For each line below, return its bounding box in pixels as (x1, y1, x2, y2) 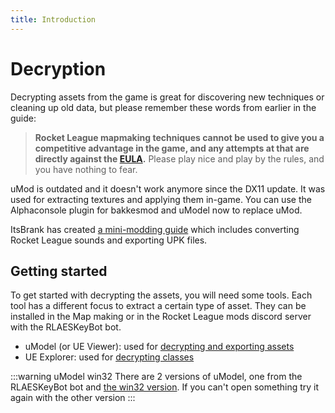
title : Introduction (10, 14, 97, 25)
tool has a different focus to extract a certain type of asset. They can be (10, 300, 307, 312)
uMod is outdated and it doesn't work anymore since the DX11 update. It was (10, 182, 326, 195)
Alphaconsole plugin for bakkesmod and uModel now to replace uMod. (10, 204, 303, 216)
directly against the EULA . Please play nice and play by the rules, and (34, 152, 325, 165)
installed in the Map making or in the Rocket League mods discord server (10, 311, 312, 323)
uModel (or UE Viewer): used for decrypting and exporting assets (24, 341, 295, 353)
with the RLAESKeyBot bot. (10, 321, 122, 333)
